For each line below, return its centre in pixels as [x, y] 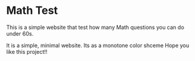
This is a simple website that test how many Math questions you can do [95, 27]
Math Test [32, 11]
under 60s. [20, 33]
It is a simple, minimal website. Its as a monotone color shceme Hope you [98, 45]
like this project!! [27, 51]
